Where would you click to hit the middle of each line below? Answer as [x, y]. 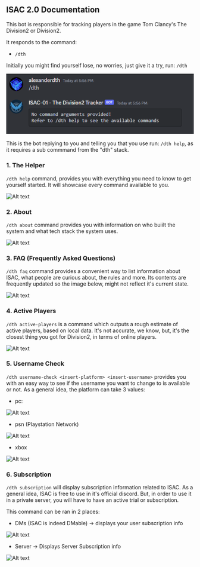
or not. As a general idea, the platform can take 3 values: [76, 389]
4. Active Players [31, 311]
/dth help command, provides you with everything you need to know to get [99, 178]
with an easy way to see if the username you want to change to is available [98, 383]
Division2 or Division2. [34, 30]
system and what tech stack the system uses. [62, 231]
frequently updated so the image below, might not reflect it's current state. [97, 284]
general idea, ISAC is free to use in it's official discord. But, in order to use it [99, 494]
